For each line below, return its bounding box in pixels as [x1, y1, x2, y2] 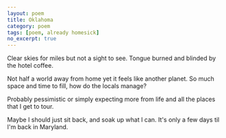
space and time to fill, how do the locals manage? [7, 82, 147, 90]
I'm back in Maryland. [7, 123, 68, 131]
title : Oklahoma [7, 16, 53, 23]
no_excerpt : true [7, 36, 57, 42]
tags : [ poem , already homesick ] [7, 29, 99, 36]
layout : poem [7, 10, 45, 17]
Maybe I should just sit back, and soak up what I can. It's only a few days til [7, 115, 220, 124]
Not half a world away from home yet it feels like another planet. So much [7, 74, 214, 83]
